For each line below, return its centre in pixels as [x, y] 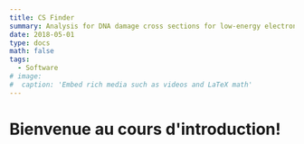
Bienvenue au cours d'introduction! [145, 129]
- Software [38, 68]
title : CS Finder [42, 18]
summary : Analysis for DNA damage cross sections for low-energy [135, 26]
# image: [26, 76]
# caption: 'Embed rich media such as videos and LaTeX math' [131, 85]
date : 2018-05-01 [42, 34]
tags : [19, 59]
